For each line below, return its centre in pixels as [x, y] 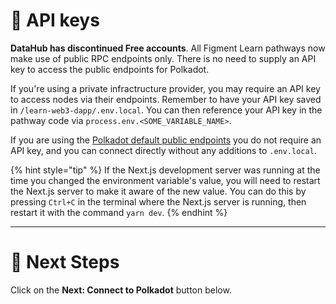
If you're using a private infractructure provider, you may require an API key [165, 88]
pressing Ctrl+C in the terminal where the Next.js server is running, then [158, 201]
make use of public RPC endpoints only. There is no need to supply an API [163, 58]
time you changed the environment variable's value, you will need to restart [165, 180]
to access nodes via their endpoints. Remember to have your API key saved [166, 99]
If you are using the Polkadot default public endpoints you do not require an [166, 140]
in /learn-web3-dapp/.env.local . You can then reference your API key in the [166, 110]
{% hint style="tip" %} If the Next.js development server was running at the [165, 170]
